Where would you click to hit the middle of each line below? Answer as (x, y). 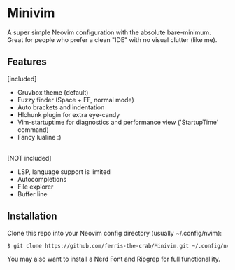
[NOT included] (29, 158)
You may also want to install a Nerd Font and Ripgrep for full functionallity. (114, 259)
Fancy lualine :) (39, 137)
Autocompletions (42, 179)
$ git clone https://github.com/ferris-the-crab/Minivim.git (98, 246)
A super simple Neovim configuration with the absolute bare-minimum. (109, 32)
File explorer (35, 187)
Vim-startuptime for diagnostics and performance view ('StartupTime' (118, 122)
